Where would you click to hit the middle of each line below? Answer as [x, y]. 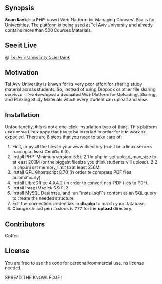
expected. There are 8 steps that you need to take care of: [63, 137]
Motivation [22, 73]
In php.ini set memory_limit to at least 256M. [56, 167]
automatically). [27, 178]
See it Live [21, 46]
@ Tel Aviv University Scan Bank [38, 57]
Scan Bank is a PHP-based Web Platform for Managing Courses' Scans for [80, 19]
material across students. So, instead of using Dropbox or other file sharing [80, 89]
